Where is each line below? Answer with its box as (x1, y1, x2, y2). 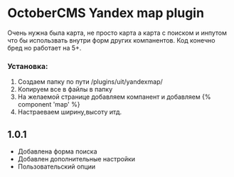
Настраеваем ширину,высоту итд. (17, 108, 122, 117)
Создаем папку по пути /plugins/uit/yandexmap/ (17, 77, 163, 86)
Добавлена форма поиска (17, 147, 97, 156)
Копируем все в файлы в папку (17, 85, 112, 94)
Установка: (7, 61, 48, 71)
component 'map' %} (17, 100, 80, 109)
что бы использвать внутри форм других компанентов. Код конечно (7, 36, 216, 44)
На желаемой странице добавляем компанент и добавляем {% (17, 92, 211, 101)
